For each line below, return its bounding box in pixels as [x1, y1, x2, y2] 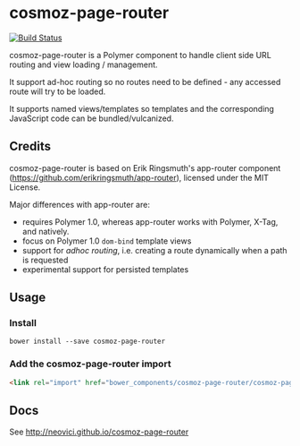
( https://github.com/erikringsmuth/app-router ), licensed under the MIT [9, 172, 270, 183]
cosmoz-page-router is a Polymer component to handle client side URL [9, 49, 272, 60]
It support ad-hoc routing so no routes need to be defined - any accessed [9, 76, 281, 87]
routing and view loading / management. [9, 59, 158, 70]
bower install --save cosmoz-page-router [9, 337, 166, 347]
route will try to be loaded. [9, 86, 106, 97]
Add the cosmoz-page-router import [9, 357, 171, 370]
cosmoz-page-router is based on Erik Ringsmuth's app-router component [9, 162, 281, 173]
